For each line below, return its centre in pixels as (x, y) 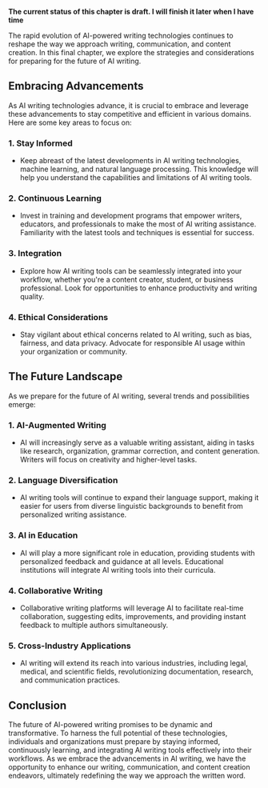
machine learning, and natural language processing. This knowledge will (139, 169)
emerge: (22, 404)
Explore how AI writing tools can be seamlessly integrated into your (131, 270)
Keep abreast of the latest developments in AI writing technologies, (130, 161)
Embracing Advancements (76, 86)
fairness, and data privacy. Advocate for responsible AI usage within (132, 343)
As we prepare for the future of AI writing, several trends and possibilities (129, 396)
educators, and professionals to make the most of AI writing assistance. (138, 224)
